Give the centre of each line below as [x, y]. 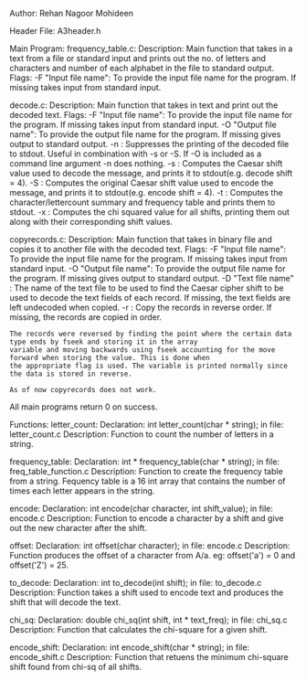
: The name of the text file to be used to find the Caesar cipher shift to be [147, 288]
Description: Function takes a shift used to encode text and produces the [147, 592]
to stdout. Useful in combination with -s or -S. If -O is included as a [136, 154]
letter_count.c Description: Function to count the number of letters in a [142, 434]
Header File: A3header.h [55, 31]
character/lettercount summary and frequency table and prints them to [142, 202]
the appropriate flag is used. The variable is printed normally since [148, 366]
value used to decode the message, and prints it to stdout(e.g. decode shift [151, 173]
